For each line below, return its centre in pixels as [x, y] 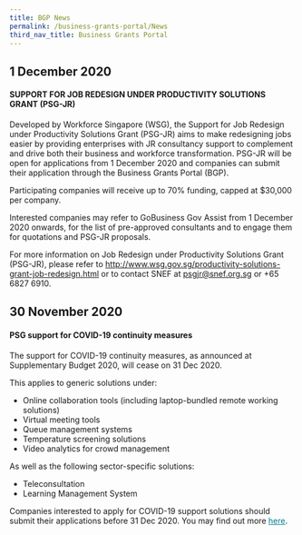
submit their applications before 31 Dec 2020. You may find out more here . [149, 520]
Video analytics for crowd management [96, 448]
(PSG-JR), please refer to [57, 263]
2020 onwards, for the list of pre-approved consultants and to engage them [151, 227]
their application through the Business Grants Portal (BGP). [119, 173]
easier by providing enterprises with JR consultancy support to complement [151, 144]
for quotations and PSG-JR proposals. [80, 236]
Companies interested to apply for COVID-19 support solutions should [140, 510]
